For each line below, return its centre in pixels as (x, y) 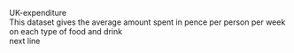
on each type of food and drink (66, 31)
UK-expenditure (38, 13)
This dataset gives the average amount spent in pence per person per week (147, 22)
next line (25, 41)
